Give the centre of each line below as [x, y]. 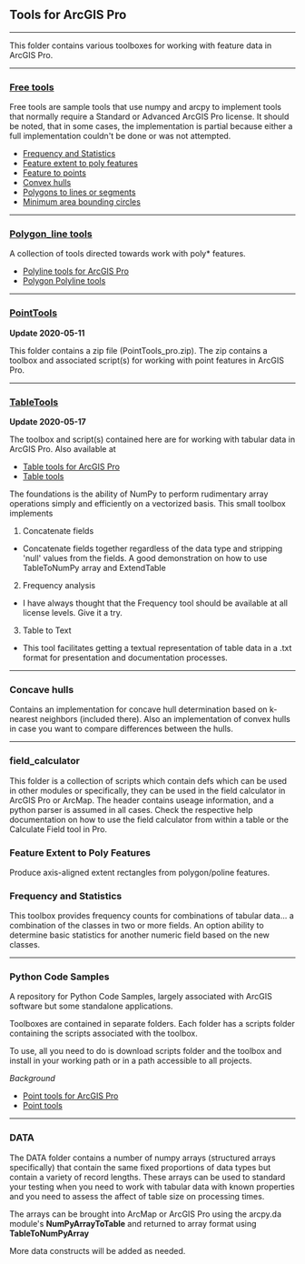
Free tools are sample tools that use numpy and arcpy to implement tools [145, 107]
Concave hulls [42, 689]
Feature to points [54, 173]
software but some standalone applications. [91, 1006]
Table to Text [47, 630]
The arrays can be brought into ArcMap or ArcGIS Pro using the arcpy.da [146, 1214]
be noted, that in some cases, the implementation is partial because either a [151, 126]
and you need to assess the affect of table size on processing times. [137, 1196]
